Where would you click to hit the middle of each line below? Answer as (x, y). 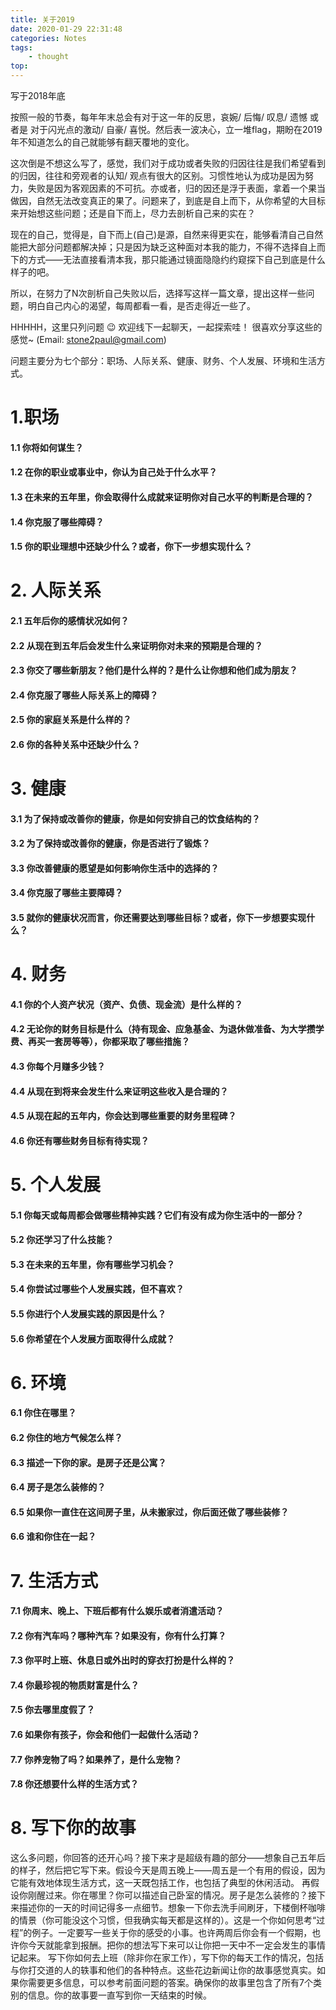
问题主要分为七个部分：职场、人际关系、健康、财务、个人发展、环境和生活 (163, 360)
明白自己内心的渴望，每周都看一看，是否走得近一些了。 (141, 305)
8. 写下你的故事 (73, 1828)
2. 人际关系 (56, 590)
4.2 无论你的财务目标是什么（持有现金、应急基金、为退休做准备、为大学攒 (163, 1029)
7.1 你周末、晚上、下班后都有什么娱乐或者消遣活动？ (117, 1611)
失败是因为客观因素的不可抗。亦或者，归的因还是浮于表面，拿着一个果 (172, 188)
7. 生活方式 (54, 1580)
